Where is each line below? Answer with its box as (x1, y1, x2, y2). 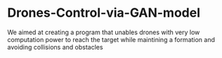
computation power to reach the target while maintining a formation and (7, 35, 216, 43)
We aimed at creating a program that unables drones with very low (7, 28, 200, 36)
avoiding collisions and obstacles (7, 43, 103, 51)
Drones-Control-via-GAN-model (7, 5, 201, 21)
